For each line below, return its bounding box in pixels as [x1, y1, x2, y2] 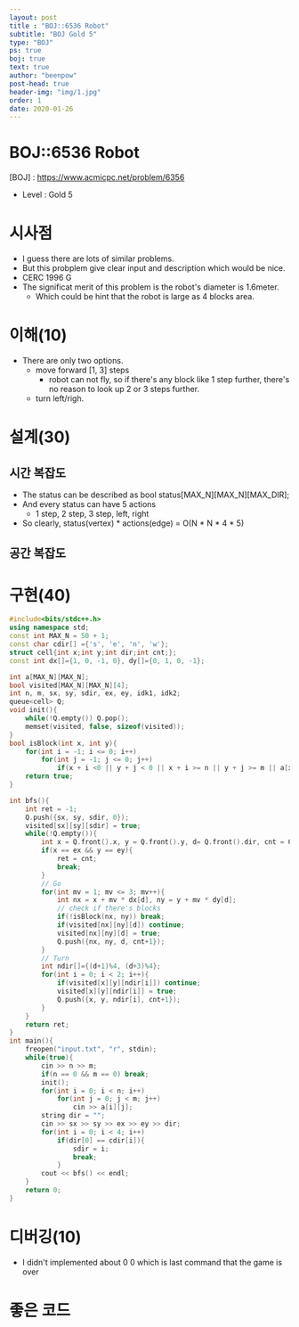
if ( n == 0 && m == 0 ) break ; [41, 1069, 149, 1078]
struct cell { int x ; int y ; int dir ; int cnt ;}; [9, 648, 177, 657]
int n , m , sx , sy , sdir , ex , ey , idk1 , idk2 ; [9, 689, 182, 698]
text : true [9, 63, 50, 72]
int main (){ [9, 1036, 53, 1045]
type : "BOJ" [9, 37, 53, 47]
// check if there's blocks [56, 904, 162, 913]
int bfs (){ [9, 796, 50, 805]
